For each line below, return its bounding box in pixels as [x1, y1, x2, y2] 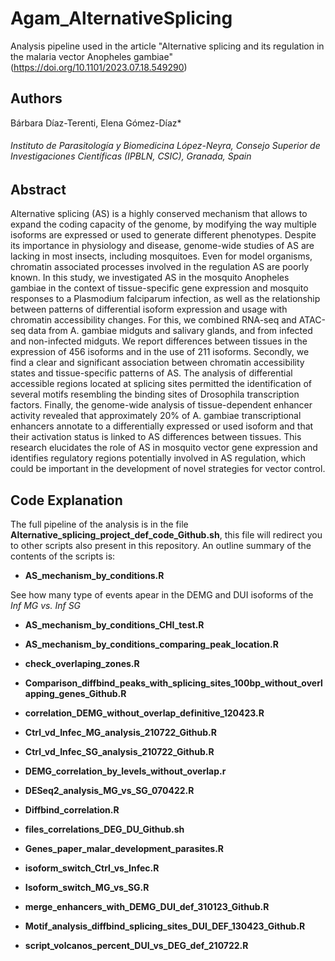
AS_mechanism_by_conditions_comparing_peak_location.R [24, 638, 279, 651]
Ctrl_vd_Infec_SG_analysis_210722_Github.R [24, 746, 215, 758]
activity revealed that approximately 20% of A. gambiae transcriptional [10, 410, 302, 422]
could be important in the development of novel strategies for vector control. [10, 463, 326, 475]
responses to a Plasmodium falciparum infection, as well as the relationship [10, 293, 321, 305]
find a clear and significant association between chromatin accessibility [10, 357, 305, 369]
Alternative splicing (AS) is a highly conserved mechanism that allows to [10, 208, 308, 220]
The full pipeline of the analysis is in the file [10, 518, 189, 531]
